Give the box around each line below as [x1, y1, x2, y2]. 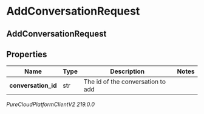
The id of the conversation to [83, 77, 166, 86]
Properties [6, 49, 47, 59]
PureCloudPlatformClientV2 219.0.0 [6, 101, 95, 108]
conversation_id [9, 81, 57, 90]
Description [110, 67, 144, 76]
